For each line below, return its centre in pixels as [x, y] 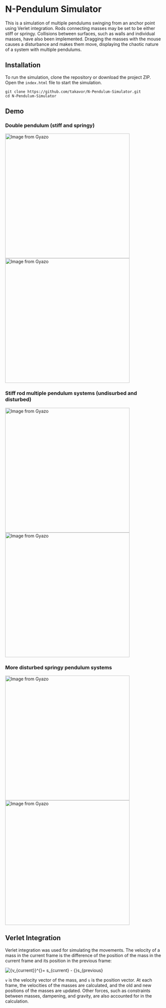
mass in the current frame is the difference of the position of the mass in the [83, 955]
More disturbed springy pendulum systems [59, 667]
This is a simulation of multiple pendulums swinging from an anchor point [80, 23]
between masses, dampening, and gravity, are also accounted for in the [79, 996]
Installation [23, 65]
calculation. [17, 1001]
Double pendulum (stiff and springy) [50, 126]
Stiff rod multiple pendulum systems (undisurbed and [71, 394]
